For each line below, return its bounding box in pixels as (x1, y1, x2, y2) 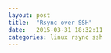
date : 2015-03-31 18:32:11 (8, 26, 103, 34)
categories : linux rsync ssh (8, 33, 103, 41)
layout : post (8, 11, 51, 19)
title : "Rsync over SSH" (8, 19, 92, 26)
